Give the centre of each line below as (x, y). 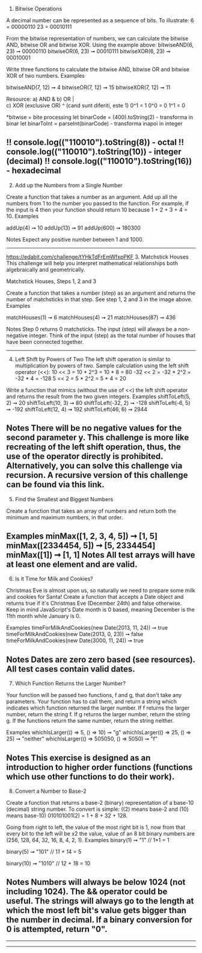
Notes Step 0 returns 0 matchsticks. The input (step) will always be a (92, 329)
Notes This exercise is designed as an (78, 758)
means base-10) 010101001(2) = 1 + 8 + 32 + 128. (67, 816)
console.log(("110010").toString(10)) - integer (94, 152)
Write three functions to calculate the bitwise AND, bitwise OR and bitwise (98, 69)
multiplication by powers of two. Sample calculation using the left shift (102, 365)
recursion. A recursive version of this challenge (97, 475)
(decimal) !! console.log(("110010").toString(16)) (99, 161)
